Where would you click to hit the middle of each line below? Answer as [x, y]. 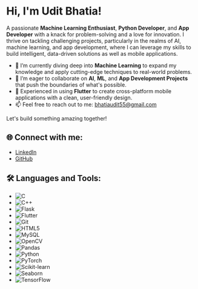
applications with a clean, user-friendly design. [74, 98]
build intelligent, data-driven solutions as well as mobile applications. [92, 53]
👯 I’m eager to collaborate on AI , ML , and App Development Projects [101, 78]
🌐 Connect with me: [45, 138]
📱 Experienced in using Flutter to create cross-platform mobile [93, 91]
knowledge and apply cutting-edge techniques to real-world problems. [104, 71]
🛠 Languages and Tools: [54, 178]
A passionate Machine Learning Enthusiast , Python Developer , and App [98, 28]
